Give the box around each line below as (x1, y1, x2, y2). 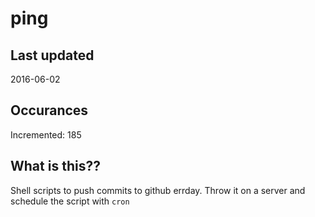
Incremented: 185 (10, 128, 82, 141)
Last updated (10, 47, 95, 64)
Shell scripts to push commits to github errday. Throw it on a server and (10, 184, 306, 196)
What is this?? (10, 158, 101, 175)
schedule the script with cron (10, 195, 130, 207)
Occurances (10, 102, 89, 119)
